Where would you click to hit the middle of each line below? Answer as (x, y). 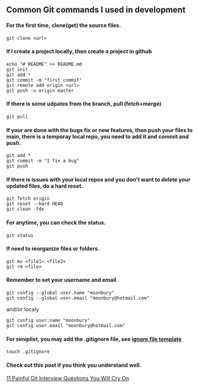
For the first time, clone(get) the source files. (64, 25)
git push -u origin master (40, 91)
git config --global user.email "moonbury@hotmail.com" (78, 298)
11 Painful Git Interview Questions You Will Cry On (68, 378)
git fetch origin (28, 199)
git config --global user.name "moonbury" (60, 293)
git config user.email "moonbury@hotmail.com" (66, 326)
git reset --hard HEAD (35, 204)
